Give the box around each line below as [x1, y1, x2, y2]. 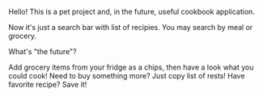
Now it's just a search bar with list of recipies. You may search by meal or [8, 23, 253, 32]
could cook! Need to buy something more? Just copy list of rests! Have [8, 71, 245, 80]
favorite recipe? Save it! [8, 80, 87, 89]
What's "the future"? [8, 47, 77, 56]
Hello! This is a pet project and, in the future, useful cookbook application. [8, 7, 255, 16]
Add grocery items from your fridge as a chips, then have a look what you [8, 62, 254, 72]
